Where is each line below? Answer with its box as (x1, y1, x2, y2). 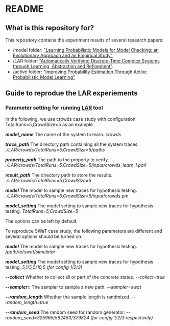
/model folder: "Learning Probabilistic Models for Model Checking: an (12, 47, 159, 53)
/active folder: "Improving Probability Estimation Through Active (12, 69, 147, 75)
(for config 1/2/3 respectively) (90, 314, 153, 320)
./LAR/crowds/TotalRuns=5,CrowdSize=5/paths (5, 146, 105, 153)
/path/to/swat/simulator (5, 249, 56, 255)
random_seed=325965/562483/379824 (5, 314, 89, 320)
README (5, 3, 44, 15)
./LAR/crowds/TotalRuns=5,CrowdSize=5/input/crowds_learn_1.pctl (5, 162, 147, 168)
